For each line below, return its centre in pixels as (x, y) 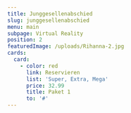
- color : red (39, 66)
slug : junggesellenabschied (49, 20)
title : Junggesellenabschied (50, 14)
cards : (17, 53)
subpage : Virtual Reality (45, 33)
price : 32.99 (45, 86)
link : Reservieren (53, 72)
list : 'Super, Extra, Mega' (67, 79)
